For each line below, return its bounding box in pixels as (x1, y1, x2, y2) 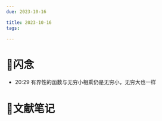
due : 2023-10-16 (6, 8, 46, 15)
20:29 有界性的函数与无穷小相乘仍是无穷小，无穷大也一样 (14, 79, 157, 86)
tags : (6, 25, 20, 31)
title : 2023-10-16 (6, 19, 52, 26)
